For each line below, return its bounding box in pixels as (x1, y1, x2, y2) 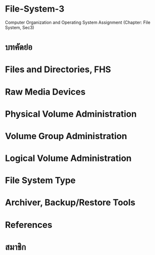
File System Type (5, 175, 76, 186)
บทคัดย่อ (5, 42, 32, 53)
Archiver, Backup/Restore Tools (5, 197, 136, 208)
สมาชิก (5, 241, 26, 253)
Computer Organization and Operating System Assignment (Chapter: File (5, 19, 151, 25)
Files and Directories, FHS (5, 64, 111, 75)
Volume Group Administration (5, 130, 127, 142)
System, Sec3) (5, 24, 34, 30)
